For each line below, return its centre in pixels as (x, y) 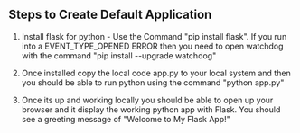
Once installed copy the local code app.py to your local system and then (156, 73)
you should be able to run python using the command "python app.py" (153, 82)
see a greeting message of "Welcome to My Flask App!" (126, 119)
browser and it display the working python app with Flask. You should (151, 109)
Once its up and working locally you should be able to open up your (147, 100)
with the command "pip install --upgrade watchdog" (119, 55)
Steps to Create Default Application (110, 15)
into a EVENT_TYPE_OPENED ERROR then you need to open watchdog (152, 46)
